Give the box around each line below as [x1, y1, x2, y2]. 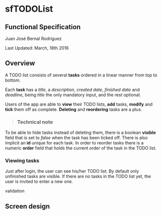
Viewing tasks [5, 157, 40, 164]
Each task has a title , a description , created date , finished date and [5, 87, 140, 92]
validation [5, 188, 25, 194]
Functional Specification [5, 23, 81, 31]
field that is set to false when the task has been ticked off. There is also [5, 135, 148, 141]
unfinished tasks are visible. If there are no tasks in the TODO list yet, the [5, 174, 151, 179]
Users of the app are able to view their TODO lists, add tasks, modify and [5, 101, 153, 107]
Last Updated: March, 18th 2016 [5, 45, 69, 51]
